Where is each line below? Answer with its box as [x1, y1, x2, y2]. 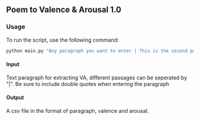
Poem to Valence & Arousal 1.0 [6, 5, 122, 15]
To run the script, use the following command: [6, 36, 119, 44]
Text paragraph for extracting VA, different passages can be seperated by [6, 74, 187, 81]
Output [6, 94, 24, 101]
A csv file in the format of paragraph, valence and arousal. [6, 107, 149, 114]
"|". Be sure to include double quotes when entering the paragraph [6, 80, 170, 87]
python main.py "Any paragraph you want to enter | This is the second [6, 48, 187, 54]
